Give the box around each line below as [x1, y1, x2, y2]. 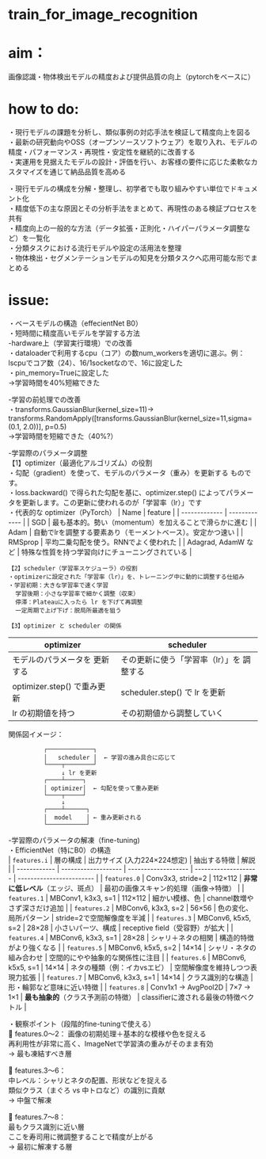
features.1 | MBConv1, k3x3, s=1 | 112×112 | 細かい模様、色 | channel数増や [8, 894, 254, 902]
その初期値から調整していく [120, 707, 224, 719]
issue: [8, 292, 50, 310]
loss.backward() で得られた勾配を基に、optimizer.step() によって [14, 488, 226, 497]
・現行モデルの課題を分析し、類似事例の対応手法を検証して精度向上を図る [8, 128, 251, 137]
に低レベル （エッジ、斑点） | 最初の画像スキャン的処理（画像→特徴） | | [8, 883, 245, 893]
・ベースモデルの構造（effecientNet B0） [8, 318, 142, 328]
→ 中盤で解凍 [8, 1096, 52, 1104]
